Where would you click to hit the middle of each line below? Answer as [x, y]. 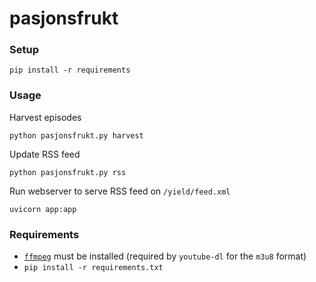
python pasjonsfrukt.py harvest [76, 135]
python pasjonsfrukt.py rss [68, 172]
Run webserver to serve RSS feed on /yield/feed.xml [120, 191]
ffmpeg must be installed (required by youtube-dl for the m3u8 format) [165, 256]
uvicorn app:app [43, 209]
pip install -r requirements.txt [93, 268]
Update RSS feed [45, 154]
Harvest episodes [45, 117]
